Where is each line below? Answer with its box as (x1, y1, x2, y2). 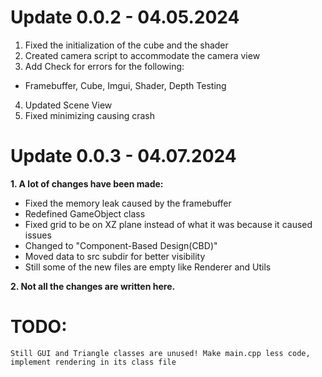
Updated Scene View (24, 99, 113, 111)
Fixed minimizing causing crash (24, 109, 155, 121)
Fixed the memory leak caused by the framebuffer (24, 197, 232, 209)
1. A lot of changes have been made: (10, 177, 164, 190)
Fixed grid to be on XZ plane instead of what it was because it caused (24, 218, 313, 230)
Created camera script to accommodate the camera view (24, 49, 261, 61)
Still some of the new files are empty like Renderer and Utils (24, 261, 272, 273)
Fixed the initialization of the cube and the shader (24, 39, 229, 51)
